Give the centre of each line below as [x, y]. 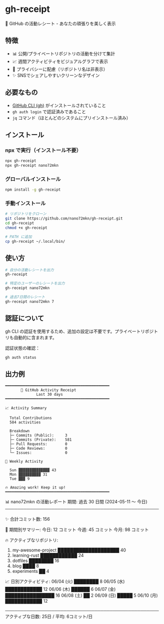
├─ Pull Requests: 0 [39, 444]
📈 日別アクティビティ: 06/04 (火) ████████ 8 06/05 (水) [65, 581]
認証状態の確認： [23, 348]
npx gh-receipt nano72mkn [32, 166]
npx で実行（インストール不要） [43, 150]
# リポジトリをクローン [26, 214]
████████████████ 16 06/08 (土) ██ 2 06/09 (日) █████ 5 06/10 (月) [82, 595]
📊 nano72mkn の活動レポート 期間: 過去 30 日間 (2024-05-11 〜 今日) [76, 502]
